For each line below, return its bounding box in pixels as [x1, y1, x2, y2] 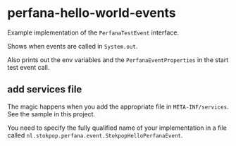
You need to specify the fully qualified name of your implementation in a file [7, 123, 227, 132]
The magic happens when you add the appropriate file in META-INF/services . [7, 102, 229, 111]
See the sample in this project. [7, 109, 96, 118]
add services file [7, 83, 82, 96]
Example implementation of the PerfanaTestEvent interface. [7, 28, 180, 37]
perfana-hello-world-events [7, 5, 176, 21]
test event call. [7, 63, 50, 71]
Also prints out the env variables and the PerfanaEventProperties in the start [7, 55, 229, 64]
